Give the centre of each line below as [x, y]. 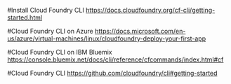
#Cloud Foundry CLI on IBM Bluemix [60, 52]
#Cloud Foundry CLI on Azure [50, 31]
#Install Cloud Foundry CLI [46, 10]
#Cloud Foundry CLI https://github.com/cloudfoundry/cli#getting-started [112, 73]
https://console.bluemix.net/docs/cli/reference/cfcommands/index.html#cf [115, 59]
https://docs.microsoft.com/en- [140, 31]
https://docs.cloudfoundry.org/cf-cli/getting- [150, 10]
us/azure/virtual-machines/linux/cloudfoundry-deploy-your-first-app [106, 38]
